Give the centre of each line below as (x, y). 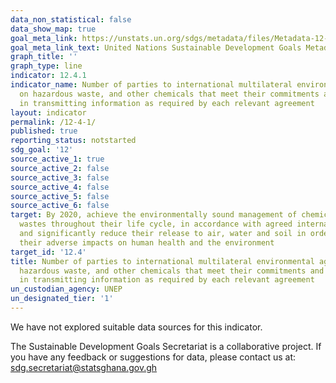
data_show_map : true (53, 29)
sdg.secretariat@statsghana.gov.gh (84, 367)
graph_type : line (46, 66)
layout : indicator (48, 112)
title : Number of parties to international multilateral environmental (162, 261)
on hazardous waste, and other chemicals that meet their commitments (169, 94)
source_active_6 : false (60, 206)
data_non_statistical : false (71, 19)
